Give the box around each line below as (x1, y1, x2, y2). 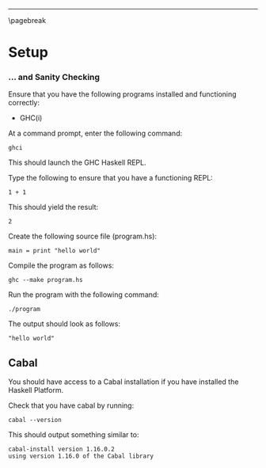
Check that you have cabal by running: (8, 401, 135, 410)
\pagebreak (8, 16, 46, 25)
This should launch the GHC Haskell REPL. (8, 158, 146, 167)
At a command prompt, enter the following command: (8, 128, 183, 139)
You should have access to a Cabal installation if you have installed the (8, 377, 239, 386)
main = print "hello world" (8, 247, 101, 255)
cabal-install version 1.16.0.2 (8, 445, 115, 454)
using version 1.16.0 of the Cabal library (8, 452, 154, 460)
